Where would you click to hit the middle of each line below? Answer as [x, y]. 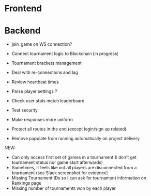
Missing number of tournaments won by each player [64, 188]
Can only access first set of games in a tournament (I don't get [74, 157]
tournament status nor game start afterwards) [57, 162]
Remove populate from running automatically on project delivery [75, 139]
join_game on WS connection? [42, 44]
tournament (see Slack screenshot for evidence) [60, 173]
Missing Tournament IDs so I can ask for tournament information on [79, 178]
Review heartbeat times [35, 82]
